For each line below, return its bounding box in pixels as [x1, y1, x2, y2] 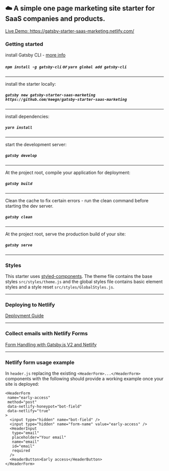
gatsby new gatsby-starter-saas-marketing [5, 92, 96, 97]
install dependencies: [5, 113, 49, 120]
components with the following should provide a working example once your [5, 376, 164, 382]
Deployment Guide [5, 313, 44, 319]
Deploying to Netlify [5, 302, 55, 309]
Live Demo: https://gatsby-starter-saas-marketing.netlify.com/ [5, 28, 134, 34]
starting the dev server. [5, 203, 54, 209]
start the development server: [5, 142, 67, 148]
